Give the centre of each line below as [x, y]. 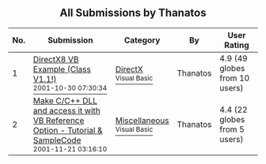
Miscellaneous [142, 120]
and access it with [66, 110]
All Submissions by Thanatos [133, 13]
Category [142, 40]
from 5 [232, 129]
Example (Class [62, 69]
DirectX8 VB [56, 59]
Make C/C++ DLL [65, 100]
